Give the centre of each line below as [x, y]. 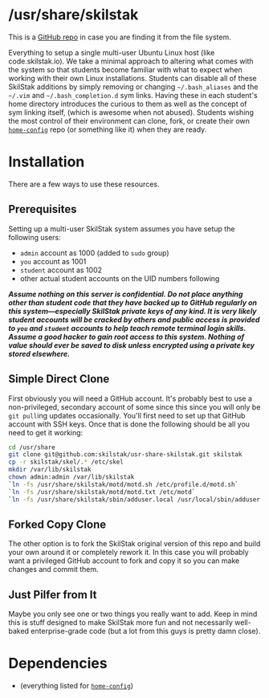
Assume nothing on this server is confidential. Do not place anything [126, 294]
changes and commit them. [53, 569]
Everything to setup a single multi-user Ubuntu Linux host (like [112, 52]
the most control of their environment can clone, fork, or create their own [129, 120]
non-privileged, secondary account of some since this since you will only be [134, 406]
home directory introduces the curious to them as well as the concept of [128, 104]
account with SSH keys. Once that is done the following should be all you [129, 424]
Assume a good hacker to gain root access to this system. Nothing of [126, 337]
